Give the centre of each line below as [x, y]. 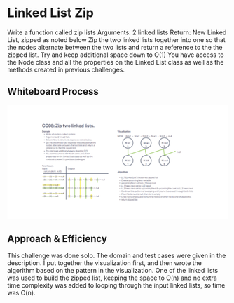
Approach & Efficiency [57, 239]
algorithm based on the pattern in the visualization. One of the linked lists [113, 270]
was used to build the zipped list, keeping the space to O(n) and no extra [112, 278]
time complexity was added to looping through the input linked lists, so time [116, 285]
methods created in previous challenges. [66, 69]
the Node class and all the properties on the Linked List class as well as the [116, 62]
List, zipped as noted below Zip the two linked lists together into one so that [116, 39]
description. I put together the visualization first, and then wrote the [104, 263]
